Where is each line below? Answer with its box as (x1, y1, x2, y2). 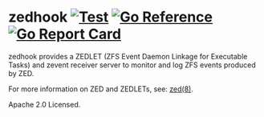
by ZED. (8, 68, 35, 78)
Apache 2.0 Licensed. (8, 99, 81, 109)
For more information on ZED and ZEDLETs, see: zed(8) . (8, 84, 194, 94)
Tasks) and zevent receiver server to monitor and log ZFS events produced (8, 60, 257, 70)
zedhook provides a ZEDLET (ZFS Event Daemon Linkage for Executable (8, 51, 248, 61)
